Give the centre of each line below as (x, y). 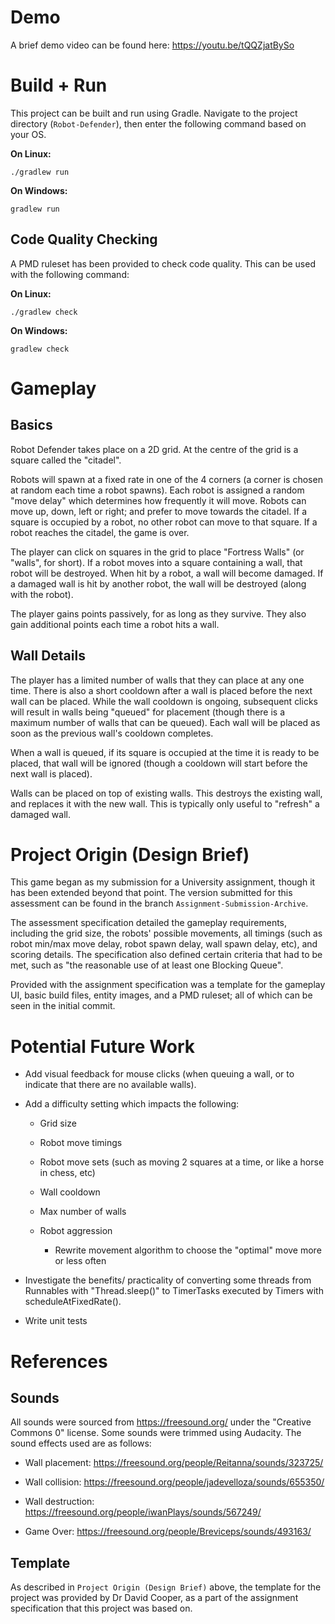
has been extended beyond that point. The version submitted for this (151, 893)
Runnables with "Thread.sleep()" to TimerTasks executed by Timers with (174, 1291)
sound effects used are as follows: (81, 1443)
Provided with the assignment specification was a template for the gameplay (168, 985)
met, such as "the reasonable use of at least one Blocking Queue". (147, 965)
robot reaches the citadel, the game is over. (100, 532)
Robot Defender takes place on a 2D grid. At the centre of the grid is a (154, 449)
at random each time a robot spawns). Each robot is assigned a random (157, 490)
